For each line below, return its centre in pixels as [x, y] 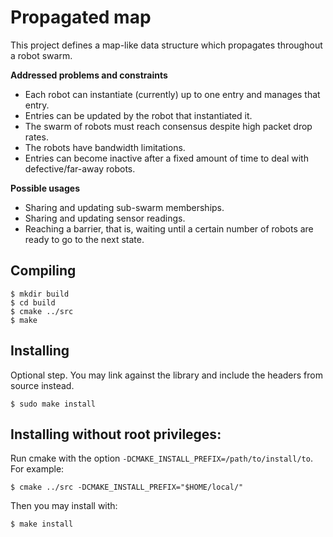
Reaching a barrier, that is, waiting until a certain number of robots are [169, 228]
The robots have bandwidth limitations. [105, 147]
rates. [36, 137]
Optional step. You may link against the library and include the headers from [166, 375]
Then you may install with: [64, 506]
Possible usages [45, 188]
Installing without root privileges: [116, 434]
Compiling [43, 271]
